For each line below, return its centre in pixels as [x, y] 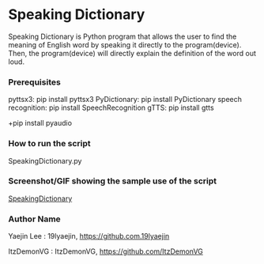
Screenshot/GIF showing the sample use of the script [113, 181]
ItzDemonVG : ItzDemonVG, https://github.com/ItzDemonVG [106, 251]
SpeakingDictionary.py [45, 160]
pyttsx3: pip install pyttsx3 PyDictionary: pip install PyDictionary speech [125, 100]
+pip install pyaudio [40, 123]
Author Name [34, 219]
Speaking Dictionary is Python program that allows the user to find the [123, 36]
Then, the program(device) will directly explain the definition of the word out [132, 53]
